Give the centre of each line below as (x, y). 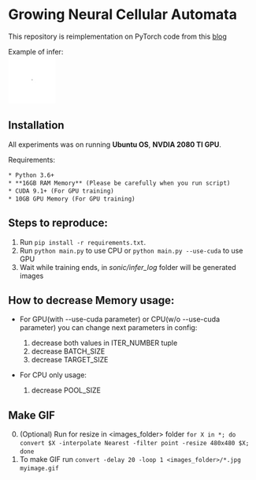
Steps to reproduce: (58, 223)
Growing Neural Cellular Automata (123, 15)
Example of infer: (36, 51)
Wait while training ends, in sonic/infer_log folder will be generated (128, 267)
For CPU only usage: (53, 375)
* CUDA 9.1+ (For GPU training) (61, 191)
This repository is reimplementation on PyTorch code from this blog (117, 36)
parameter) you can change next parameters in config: (108, 328)
